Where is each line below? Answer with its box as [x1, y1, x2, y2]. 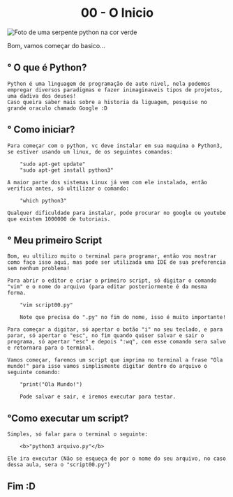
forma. [7, 290, 27, 297]
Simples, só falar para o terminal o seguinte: [7, 431, 149, 438]
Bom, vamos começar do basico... [7, 41, 106, 50]
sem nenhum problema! [7, 265, 70, 272]
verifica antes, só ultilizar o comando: [7, 185, 130, 192]
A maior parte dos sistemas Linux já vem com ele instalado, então [7, 179, 208, 186]
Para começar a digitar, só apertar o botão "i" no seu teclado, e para [7, 326, 223, 333]
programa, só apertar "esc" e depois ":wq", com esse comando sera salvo [7, 339, 227, 346]
